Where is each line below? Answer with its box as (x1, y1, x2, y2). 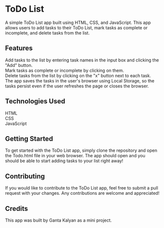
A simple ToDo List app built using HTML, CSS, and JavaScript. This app (5, 20, 151, 25)
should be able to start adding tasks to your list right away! (5, 158, 123, 164)
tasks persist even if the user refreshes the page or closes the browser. (5, 83, 149, 89)
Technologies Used (5, 97, 65, 105)
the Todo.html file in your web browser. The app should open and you (5, 153, 145, 159)
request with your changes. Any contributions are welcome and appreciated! (5, 190, 160, 196)
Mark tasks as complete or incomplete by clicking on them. (5, 67, 124, 73)
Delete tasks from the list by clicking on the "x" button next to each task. (5, 72, 151, 79)
